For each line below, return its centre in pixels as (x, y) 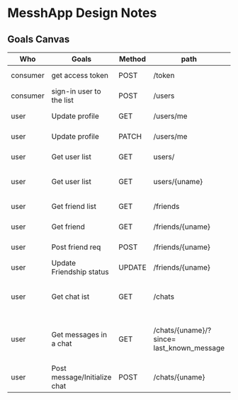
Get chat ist (70, 297)
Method (133, 59)
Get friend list (74, 206)
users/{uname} (178, 182)
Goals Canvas (39, 39)
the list (63, 100)
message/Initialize (81, 377)
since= (165, 339)
